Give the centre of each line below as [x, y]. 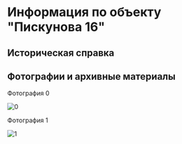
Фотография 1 [28, 120]
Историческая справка [61, 53]
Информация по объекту [84, 12]
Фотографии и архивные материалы [92, 77]
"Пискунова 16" [56, 27]
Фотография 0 [28, 93]
